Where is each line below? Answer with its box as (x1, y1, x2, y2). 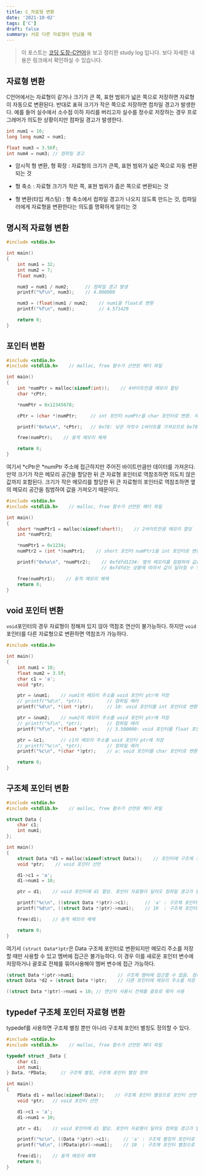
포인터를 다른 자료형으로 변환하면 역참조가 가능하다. (6, 630, 128, 638)
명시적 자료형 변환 (6, 222, 69, 233)
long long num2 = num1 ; (6, 134, 67, 140)
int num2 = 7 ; (17, 267, 53, 273)
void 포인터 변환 (6, 605, 64, 615)
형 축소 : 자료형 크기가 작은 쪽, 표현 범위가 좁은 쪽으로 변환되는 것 (15, 183, 169, 190)
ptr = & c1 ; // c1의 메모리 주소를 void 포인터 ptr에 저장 (17, 737, 164, 743)
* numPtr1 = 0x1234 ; (17, 542, 67, 549)
